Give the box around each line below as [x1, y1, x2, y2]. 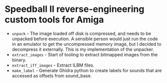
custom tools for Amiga [4, 14, 104, 25]
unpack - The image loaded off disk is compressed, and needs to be [11, 30, 151, 36]
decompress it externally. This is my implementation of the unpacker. [11, 46, 154, 52]
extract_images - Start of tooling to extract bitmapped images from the [11, 51, 158, 58]
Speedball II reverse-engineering [4, 3, 144, 15]
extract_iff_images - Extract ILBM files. [11, 62, 94, 68]
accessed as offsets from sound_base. [11, 73, 92, 79]
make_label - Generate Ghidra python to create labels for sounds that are [11, 67, 162, 73]
